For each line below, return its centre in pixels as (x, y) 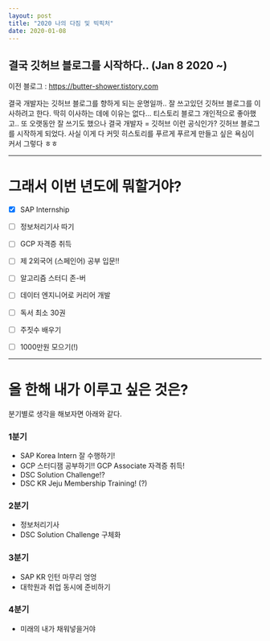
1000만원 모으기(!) (49, 346)
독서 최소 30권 (43, 312)
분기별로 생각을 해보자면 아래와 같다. (65, 414)
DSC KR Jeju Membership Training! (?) (84, 483)
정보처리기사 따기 (47, 227)
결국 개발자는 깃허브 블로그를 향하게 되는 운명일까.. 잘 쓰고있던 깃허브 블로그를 (131, 103)
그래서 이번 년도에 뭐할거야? (95, 187)
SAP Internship (45, 209)
